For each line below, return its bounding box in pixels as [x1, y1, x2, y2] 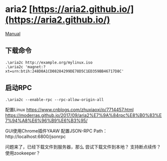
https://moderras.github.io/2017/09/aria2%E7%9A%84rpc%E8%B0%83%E [5, 112, 162, 118]
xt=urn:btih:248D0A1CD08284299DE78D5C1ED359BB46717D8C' [5, 68, 124, 73]
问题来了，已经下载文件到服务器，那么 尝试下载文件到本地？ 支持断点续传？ [5, 143, 161, 149]
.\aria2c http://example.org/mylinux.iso [5, 60, 93, 65]
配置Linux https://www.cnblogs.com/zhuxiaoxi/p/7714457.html [5, 106, 134, 112]
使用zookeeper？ [5, 150, 41, 156]
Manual [5, 30, 21, 36]
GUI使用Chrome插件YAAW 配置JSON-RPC [5, 127, 92, 133]
